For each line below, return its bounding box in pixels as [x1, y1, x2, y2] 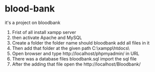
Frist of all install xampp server [12, 29, 76, 35]
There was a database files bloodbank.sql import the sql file [12, 55, 137, 61]
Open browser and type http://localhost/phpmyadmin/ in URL [12, 50, 140, 56]
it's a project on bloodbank [5, 19, 61, 25]
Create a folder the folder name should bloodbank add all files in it [12, 39, 150, 45]
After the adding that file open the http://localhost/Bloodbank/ [12, 61, 141, 67]
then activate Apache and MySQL [12, 34, 82, 40]
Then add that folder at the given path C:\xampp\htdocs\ [12, 45, 130, 51]
